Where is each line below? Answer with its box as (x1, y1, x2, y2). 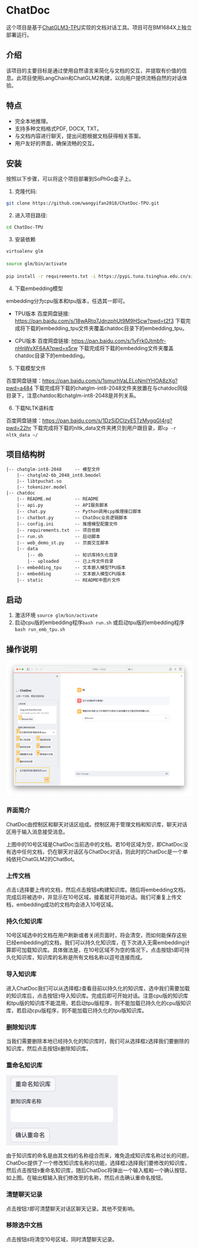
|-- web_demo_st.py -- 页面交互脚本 (16, 540, 109, 546)
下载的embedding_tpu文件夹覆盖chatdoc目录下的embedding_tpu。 (25, 324, 188, 331)
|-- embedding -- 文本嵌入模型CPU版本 (16, 571, 126, 577)
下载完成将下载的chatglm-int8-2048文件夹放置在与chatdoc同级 (34, 384, 188, 392)
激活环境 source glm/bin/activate (14, 612, 98, 619)
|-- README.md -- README (16, 496, 99, 502)
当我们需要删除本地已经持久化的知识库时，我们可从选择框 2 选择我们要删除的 (6, 1037, 190, 1044)
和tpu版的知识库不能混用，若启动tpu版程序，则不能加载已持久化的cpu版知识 (6, 999, 192, 1006)
